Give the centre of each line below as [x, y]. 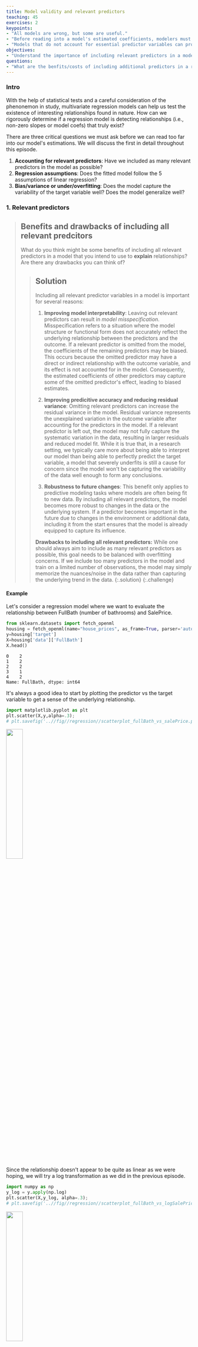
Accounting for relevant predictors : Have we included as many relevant [103, 161]
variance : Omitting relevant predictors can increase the [111, 406]
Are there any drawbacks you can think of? [73, 262]
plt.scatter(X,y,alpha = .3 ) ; [41, 716]
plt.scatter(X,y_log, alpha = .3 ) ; [47, 1198]
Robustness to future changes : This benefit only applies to [116, 487]
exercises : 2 [22, 22]
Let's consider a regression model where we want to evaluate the [85, 606]
